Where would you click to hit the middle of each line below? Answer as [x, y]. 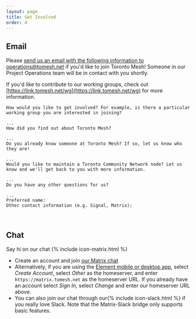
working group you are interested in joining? [64, 113]
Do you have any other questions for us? [58, 185]
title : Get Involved [31, 17]
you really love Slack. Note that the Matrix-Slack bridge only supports [99, 304]
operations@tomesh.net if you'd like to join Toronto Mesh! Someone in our [96, 67]
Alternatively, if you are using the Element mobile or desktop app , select [102, 267]
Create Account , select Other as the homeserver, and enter [86, 273]
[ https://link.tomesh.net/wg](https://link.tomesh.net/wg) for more [85, 91]
